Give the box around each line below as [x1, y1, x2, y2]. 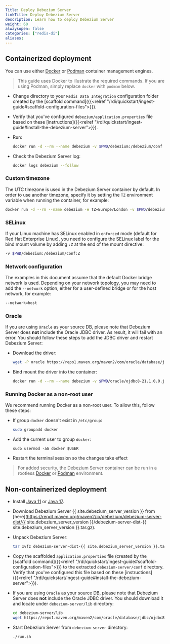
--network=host [5, 300, 37, 306]
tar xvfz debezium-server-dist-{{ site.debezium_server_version [12, 544, 151, 549]
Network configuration [5, 263, 63, 270]
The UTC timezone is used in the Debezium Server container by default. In [5, 186, 160, 193]
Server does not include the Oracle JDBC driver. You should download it [12, 595, 163, 601]
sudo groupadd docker [12, 427, 58, 432]
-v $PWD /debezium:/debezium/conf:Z [5, 251, 80, 256]
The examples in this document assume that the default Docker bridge [5, 275, 152, 281]
